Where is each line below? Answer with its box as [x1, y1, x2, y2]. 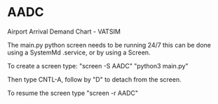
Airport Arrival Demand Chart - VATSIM [7, 27, 121, 36]
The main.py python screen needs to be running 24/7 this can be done [7, 40, 212, 49]
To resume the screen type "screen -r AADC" [7, 89, 139, 97]
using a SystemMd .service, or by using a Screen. [7, 48, 151, 57]
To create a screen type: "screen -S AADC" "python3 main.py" [7, 61, 189, 70]
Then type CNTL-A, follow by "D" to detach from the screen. [7, 75, 182, 84]
